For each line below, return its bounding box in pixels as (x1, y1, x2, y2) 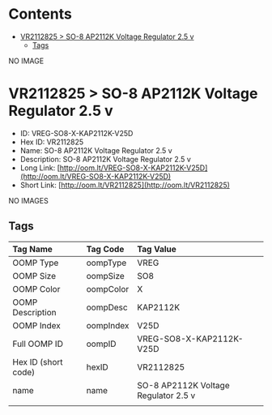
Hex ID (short (12, 356, 63, 367)
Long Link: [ (19, 163, 61, 173)
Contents (8, 5, 73, 24)
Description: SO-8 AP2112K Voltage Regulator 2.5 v (19, 154, 192, 164)
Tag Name (12, 243, 53, 255)
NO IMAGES (8, 195, 49, 205)
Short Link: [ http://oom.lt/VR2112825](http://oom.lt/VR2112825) (19, 180, 231, 190)
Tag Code (86, 243, 125, 255)
